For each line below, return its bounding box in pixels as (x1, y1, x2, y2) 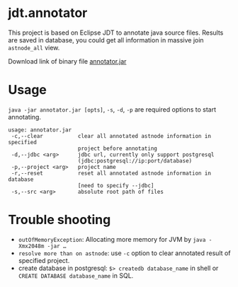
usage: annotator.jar (8, 126, 72, 134)
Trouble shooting (8, 212, 111, 228)
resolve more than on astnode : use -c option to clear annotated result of (18, 249, 231, 257)
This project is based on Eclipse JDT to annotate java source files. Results (8, 28, 224, 37)
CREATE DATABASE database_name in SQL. (18, 271, 134, 280)
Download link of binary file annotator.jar (8, 57, 127, 65)
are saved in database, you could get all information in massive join (8, 35, 204, 44)
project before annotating (77, 145, 158, 152)
